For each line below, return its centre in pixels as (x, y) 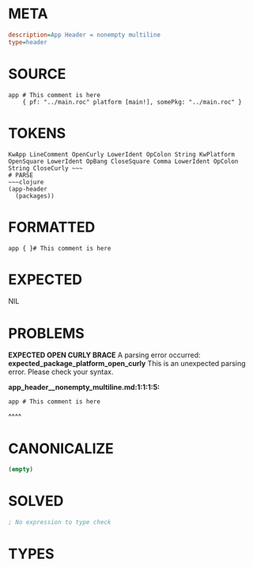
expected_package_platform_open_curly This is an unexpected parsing (127, 364)
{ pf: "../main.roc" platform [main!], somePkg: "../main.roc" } (132, 102)
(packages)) (35, 196)
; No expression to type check (60, 523)
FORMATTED (52, 227)
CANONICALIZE (61, 448)
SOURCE (37, 74)
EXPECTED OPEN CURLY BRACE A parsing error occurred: (104, 355)
